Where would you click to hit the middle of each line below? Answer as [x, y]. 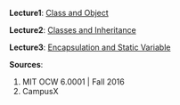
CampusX [40, 91]
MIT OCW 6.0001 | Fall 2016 [73, 82]
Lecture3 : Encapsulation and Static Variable [90, 47]
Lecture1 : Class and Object [59, 13]
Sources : [26, 65]
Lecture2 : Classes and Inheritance [73, 30]
